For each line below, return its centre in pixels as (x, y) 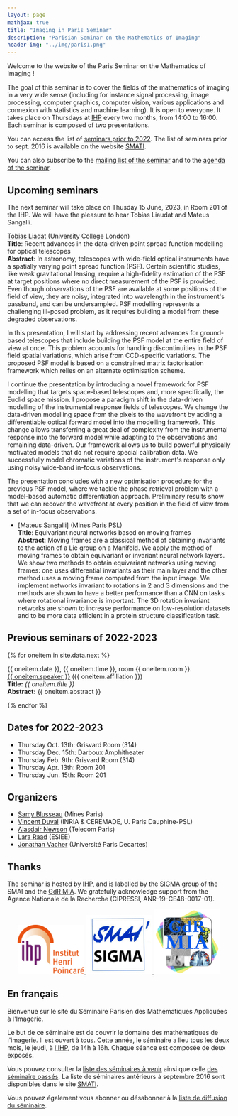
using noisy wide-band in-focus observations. (75, 467)
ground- (212, 332)
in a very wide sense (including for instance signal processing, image (108, 95)
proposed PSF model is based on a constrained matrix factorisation (106, 363)
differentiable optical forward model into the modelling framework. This (111, 422)
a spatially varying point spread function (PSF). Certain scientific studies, (114, 266)
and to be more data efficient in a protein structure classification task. (119, 615)
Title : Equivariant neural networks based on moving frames (104, 532)
